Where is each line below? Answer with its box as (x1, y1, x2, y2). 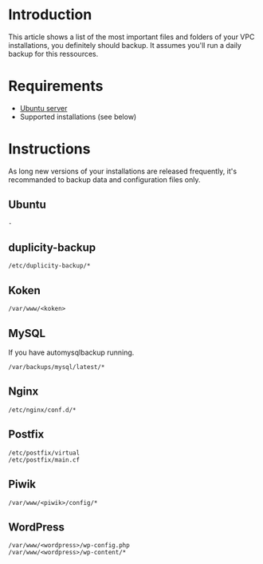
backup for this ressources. (8, 49, 99, 58)
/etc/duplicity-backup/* (8, 262, 91, 270)
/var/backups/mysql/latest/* (8, 363, 105, 371)
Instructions (8, 140, 91, 158)
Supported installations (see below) (19, 112, 137, 121)
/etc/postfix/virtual (8, 449, 80, 457)
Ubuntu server (19, 103, 68, 113)
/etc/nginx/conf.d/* (8, 406, 77, 414)
